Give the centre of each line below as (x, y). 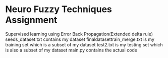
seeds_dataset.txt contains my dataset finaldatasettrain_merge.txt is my (80, 39)
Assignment (31, 20)
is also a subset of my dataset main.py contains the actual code (71, 50)
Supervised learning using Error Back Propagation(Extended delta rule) (79, 34)
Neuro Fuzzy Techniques (59, 9)
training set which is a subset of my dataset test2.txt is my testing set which (84, 44)
